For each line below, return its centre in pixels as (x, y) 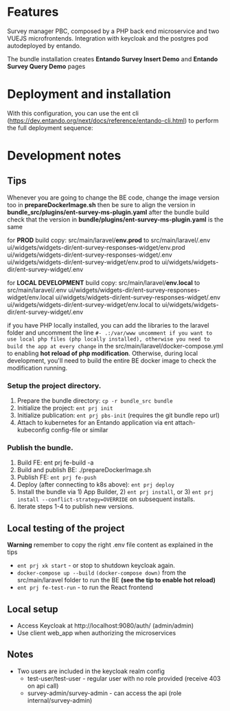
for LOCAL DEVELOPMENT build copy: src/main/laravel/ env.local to (104, 282)
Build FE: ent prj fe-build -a (55, 463)
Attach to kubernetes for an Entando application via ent (95, 423)
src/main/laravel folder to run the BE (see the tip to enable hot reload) (116, 580)
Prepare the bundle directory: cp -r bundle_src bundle (95, 401)
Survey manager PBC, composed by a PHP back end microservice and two (113, 31)
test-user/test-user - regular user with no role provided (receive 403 (124, 678)
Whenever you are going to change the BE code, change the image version (113, 198)
